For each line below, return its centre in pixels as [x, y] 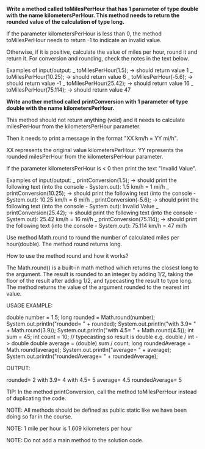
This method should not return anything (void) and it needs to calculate [95, 120]
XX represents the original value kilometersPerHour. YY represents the [95, 150]
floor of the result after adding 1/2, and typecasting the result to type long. [99, 281]
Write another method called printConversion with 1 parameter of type [97, 101]
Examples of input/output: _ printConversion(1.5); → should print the [92, 180]
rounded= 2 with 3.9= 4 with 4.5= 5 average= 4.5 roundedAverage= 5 [94, 380]
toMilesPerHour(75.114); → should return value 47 [69, 90]
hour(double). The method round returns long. [64, 244]
